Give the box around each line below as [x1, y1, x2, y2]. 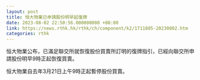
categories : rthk [6, 31, 50, 37]
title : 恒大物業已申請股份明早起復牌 [6, 14, 88, 20]
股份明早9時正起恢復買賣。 [11, 55, 78, 62]
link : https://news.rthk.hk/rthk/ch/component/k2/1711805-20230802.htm [6, 25, 188, 31]
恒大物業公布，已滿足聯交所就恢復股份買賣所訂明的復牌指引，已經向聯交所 [6, 48, 189, 55]
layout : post [6, 8, 39, 15]
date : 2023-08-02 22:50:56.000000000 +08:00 [6, 20, 119, 25]
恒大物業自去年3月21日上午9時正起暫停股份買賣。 [6, 68, 128, 75]
